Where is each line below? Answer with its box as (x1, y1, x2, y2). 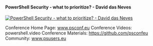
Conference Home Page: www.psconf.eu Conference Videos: (5, 25, 132, 31)
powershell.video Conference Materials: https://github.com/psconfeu (5, 30, 148, 36)
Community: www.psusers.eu (5, 35, 67, 41)
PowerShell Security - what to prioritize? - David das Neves (5, 4, 131, 10)
